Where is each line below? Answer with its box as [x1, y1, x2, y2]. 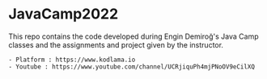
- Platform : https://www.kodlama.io [8, 56, 136, 64]
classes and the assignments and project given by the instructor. [8, 39, 224, 49]
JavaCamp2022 [8, 5, 119, 23]
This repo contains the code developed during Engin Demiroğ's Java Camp [8, 31, 259, 41]
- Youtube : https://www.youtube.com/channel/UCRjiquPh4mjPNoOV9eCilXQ [8, 62, 255, 71]
